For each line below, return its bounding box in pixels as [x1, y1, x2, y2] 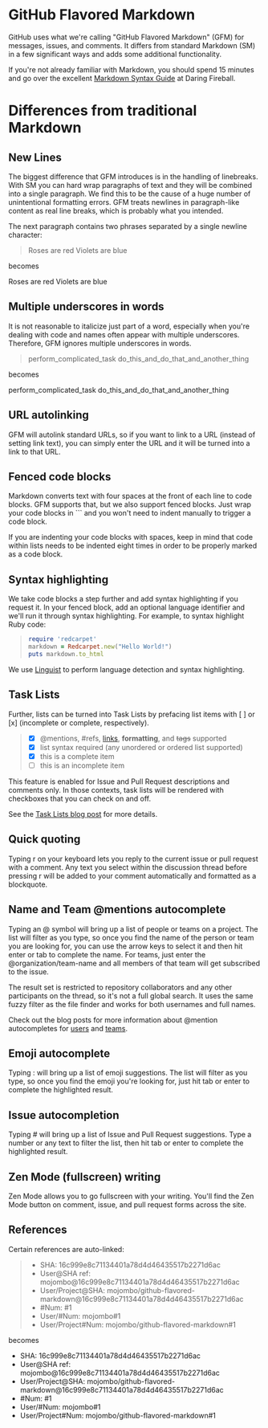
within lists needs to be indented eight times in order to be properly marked [8, 541, 258, 551]
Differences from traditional [8, 102, 197, 120]
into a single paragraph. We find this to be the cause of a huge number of [8, 189, 251, 198]
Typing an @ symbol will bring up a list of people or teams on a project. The [8, 924, 258, 933]
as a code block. [8, 549, 63, 559]
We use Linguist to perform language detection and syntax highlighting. [8, 664, 245, 674]
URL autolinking [8, 408, 90, 422]
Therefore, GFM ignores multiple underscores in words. [8, 338, 192, 348]
